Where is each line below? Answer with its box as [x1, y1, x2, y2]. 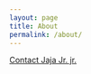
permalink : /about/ [9, 30, 83, 39]
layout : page [9, 13, 59, 23]
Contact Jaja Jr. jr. [9, 55, 77, 66]
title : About [9, 22, 59, 31]
